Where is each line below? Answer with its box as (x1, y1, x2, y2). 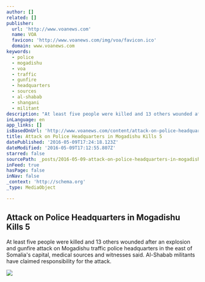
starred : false (6, 150, 45, 157)
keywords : (6, 49, 32, 55)
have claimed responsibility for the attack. (6, 257, 112, 265)
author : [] (6, 9, 34, 15)
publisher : (6, 20, 34, 26)
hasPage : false (6, 167, 45, 174)
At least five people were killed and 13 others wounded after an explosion (6, 238, 190, 245)
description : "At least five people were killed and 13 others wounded (6, 111, 192, 117)
